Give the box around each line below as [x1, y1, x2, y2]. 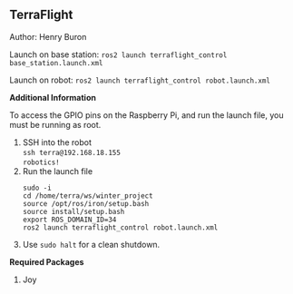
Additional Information [9, 92, 97, 103]
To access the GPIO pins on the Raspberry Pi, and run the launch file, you [9, 109, 284, 121]
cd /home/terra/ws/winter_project [22, 191, 153, 201]
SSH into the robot [22, 136, 93, 148]
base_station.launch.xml [9, 58, 103, 67]
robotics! [22, 158, 61, 167]
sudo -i [22, 183, 52, 192]
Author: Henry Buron [9, 31, 87, 42]
